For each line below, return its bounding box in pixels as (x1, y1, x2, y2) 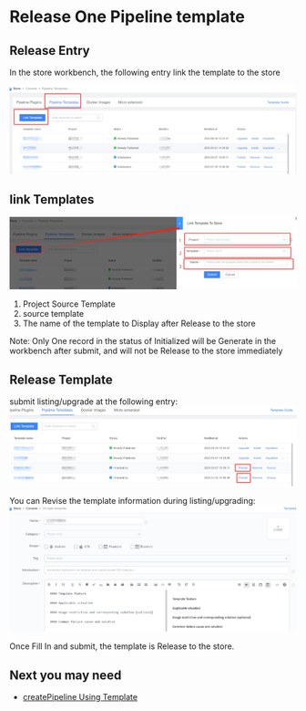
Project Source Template (22, 298, 116, 309)
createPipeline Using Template (22, 692, 138, 703)
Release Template (9, 371, 114, 387)
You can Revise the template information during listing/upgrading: (9, 496, 256, 507)
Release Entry (9, 43, 90, 58)
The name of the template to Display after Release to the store (22, 318, 257, 329)
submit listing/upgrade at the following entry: (9, 396, 178, 407)
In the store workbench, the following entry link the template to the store (9, 67, 280, 78)
